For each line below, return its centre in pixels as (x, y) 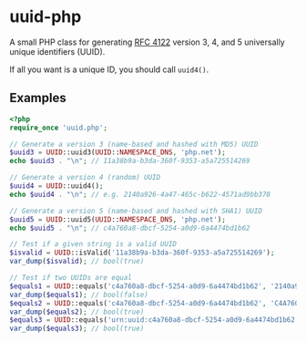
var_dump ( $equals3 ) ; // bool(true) (77, 329)
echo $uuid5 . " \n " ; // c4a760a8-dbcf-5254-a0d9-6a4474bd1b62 (130, 228)
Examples (38, 98)
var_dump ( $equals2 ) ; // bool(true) (77, 312)
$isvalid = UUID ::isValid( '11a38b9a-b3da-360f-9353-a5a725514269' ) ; (142, 253)
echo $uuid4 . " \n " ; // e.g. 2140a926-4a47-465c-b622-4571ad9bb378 (140, 194)
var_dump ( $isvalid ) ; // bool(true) (77, 262)
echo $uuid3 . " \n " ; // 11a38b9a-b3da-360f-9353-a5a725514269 (130, 161)
